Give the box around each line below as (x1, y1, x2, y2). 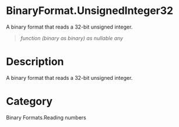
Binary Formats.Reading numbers (6, 114, 86, 121)
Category (6, 95, 53, 108)
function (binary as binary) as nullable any (20, 34, 124, 41)
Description (6, 55, 64, 68)
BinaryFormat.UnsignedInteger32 (6, 4, 174, 17)
